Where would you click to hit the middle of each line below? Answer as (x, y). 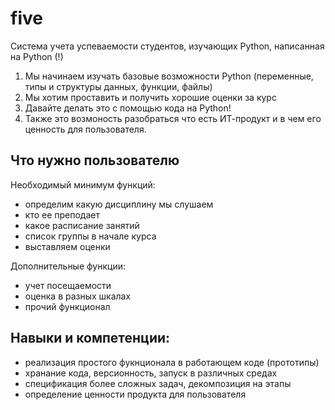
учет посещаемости (68, 285)
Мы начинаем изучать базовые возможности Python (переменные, (169, 76)
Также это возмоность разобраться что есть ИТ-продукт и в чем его (173, 118)
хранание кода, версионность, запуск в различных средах (151, 373)
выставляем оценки (67, 246)
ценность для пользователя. (85, 129)
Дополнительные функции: (68, 266)
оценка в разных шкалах (78, 296)
